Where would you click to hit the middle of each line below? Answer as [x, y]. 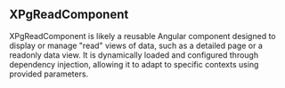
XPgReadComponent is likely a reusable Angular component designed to [142, 36]
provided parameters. [49, 74]
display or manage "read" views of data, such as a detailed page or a [136, 45]
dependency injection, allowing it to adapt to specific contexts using [134, 64]
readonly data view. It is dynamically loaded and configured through [134, 55]
